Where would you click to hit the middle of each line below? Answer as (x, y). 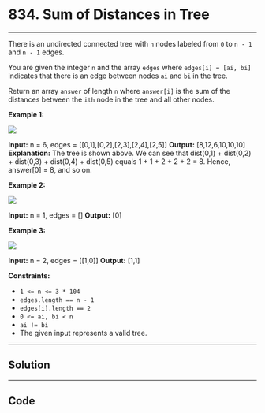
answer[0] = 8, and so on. (50, 169)
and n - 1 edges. (36, 52)
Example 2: (27, 185)
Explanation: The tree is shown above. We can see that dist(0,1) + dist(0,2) (130, 153)
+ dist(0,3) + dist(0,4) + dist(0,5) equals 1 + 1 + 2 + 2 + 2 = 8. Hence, (119, 161)
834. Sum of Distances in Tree (109, 15)
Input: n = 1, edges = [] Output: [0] (65, 215)
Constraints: (29, 275)
